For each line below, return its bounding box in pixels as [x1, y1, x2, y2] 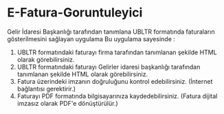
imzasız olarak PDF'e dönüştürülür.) [16, 99, 118, 107]
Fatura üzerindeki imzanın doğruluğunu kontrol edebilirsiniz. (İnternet [16, 77, 213, 85]
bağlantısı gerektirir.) [16, 84, 76, 93]
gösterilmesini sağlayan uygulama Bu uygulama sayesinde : [7, 34, 175, 43]
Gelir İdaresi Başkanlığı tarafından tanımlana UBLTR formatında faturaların [7, 27, 215, 36]
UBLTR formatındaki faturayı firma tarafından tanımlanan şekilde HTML [16, 48, 218, 56]
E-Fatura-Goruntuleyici [7, 5, 143, 21]
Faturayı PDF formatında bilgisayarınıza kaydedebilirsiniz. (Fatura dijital [16, 91, 218, 100]
